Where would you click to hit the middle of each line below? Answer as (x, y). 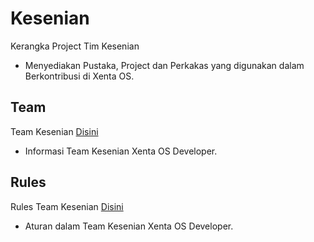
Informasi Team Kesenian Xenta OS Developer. (121, 151)
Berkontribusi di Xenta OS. (79, 76)
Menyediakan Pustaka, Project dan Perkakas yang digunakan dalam (164, 65)
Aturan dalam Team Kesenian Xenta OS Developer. (129, 226)
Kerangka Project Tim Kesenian (75, 46)
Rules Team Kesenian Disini (67, 206)
